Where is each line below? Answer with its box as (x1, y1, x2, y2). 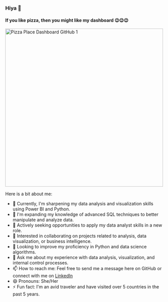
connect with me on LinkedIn (12, 273, 73, 279)
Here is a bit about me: (5, 191, 52, 197)
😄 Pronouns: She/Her (12, 278, 59, 284)
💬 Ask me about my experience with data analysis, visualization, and (12, 254, 155, 261)
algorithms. (12, 249, 36, 255)
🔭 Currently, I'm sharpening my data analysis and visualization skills (12, 201, 154, 207)
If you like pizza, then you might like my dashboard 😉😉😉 (5, 17, 129, 23)
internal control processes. (12, 260, 69, 266)
